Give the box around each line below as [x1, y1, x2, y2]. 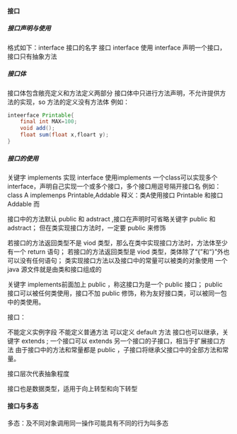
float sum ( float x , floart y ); [20, 131, 110, 139]
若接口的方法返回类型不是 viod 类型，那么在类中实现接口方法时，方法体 [7, 238, 216, 247]
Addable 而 [7, 199, 40, 208]
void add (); [20, 124, 55, 132]
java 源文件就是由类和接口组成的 [7, 265, 102, 274]
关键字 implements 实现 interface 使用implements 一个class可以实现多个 [7, 173, 218, 182]
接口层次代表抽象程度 [7, 369, 69, 377]
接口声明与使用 [7, 24, 51, 33]
